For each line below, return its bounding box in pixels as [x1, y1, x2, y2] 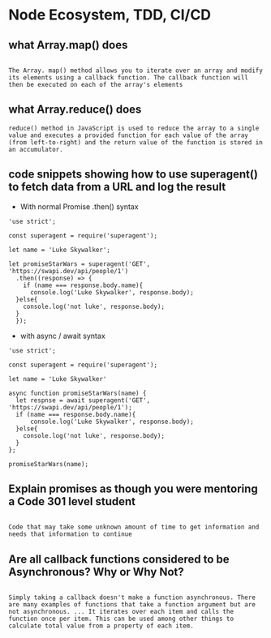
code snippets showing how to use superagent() [8, 168, 258, 182]
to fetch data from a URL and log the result [8, 180, 226, 194]
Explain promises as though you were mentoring [8, 482, 258, 496]
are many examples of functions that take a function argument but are [8, 601, 256, 609]
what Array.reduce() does [8, 103, 142, 117]
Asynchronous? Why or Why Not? [8, 565, 184, 579]
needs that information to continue [8, 530, 132, 538]
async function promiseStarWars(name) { [8, 389, 148, 397]
